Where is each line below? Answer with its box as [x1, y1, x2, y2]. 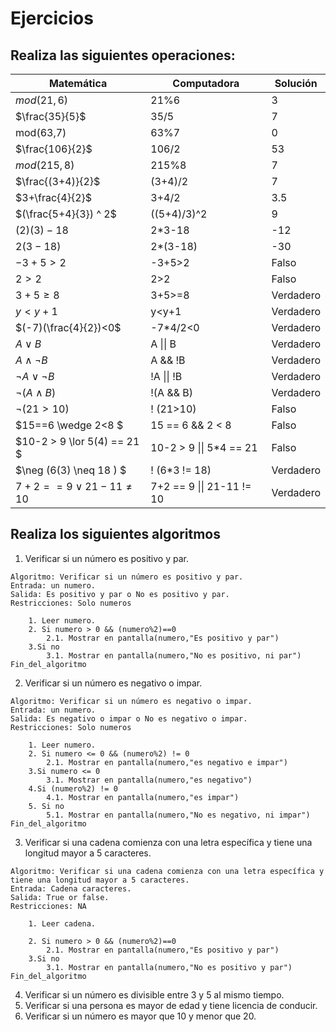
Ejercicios [10, 7, 94, 30]
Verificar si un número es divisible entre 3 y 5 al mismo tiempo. [24, 988, 285, 1001]
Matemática [48, 77, 108, 90]
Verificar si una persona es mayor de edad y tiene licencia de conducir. [24, 999, 318, 1011]
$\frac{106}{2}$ [15, 142, 93, 156]
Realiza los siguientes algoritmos [10, 526, 221, 543]
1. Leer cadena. [28, 918, 97, 929]
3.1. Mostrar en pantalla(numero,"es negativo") [46, 775, 253, 785]
